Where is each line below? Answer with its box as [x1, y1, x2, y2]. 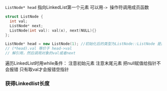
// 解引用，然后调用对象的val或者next [5, 51, 76, 56]
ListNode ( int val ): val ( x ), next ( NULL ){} [9, 28, 97, 33]
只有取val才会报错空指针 [19, 66, 69, 72]
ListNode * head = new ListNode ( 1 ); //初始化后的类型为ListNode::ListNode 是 [5, 42, 161, 46]
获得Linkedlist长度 [5, 80, 50, 87]
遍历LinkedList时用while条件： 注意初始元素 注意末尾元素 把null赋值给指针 [5, 60, 157, 66]
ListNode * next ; [9, 23, 43, 28]
